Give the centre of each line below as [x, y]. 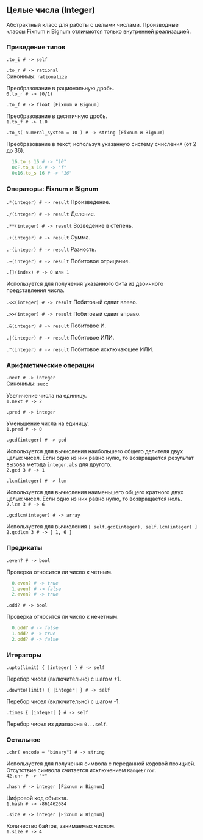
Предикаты [24, 548]
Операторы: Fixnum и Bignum [52, 189]
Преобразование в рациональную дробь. [60, 89]
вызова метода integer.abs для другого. [59, 464]
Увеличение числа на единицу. [47, 396]
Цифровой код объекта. [37, 798]
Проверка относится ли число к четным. [59, 572]
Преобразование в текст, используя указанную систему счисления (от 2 [101, 144]
